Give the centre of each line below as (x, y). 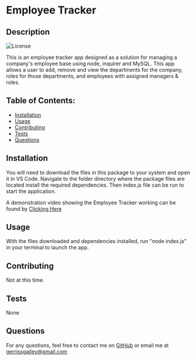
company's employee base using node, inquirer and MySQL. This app (90, 63)
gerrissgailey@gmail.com (37, 351)
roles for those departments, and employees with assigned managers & (92, 76)
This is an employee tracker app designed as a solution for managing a (92, 57)
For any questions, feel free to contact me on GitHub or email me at (87, 345)
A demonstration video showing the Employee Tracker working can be (91, 203)
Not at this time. (25, 280)
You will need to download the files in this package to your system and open (98, 172)
